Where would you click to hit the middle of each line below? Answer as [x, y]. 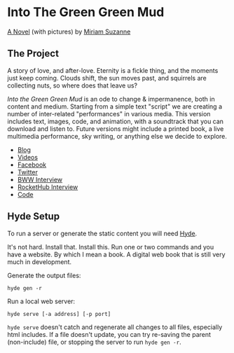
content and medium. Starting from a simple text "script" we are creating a [115, 106]
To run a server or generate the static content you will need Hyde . [102, 233]
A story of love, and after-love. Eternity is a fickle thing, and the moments [113, 70]
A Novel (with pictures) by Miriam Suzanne [69, 32]
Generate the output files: [44, 275]
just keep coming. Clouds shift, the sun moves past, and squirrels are [107, 78]
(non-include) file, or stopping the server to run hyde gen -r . [94, 342]
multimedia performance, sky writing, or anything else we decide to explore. [117, 136]
